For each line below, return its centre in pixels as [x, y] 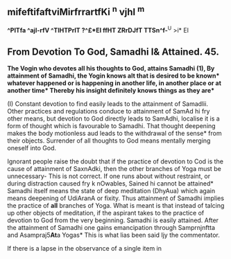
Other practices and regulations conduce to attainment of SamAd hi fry [109, 111]
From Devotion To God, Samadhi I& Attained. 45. [113, 52]
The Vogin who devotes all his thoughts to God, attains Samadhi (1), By [111, 69]
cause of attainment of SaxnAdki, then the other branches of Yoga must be [114, 169]
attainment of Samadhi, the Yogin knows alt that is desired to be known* [113, 76]
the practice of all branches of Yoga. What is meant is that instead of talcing [116, 206]
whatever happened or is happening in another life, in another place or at [114, 83]
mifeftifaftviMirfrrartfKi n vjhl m [76, 11]
